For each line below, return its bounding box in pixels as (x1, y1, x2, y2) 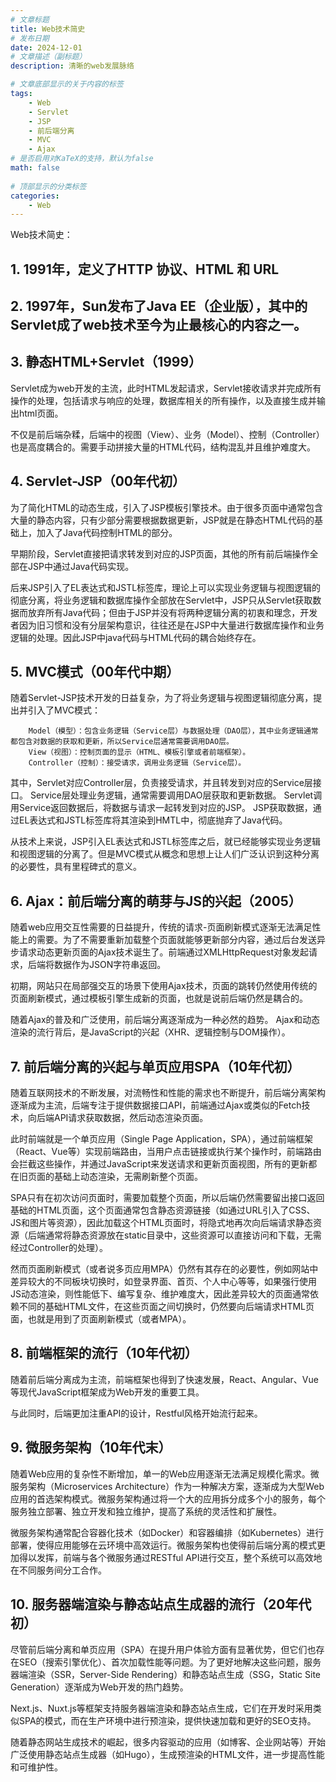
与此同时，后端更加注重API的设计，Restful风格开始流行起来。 (10, 1407, 263, 1419)
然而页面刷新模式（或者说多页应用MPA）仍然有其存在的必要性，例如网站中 (10, 1263, 319, 1275)
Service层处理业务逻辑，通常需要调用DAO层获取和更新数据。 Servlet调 (29, 789, 323, 801)
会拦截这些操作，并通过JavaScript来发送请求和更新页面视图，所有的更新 (10, 1158, 309, 1170)
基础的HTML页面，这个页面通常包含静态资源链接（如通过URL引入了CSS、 (10, 1204, 316, 1216)
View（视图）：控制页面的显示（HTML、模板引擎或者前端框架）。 (28, 747, 251, 758)
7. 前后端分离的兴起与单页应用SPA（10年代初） (10, 1058, 301, 1075)
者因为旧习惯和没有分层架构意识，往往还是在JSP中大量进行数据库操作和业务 (10, 619, 325, 631)
